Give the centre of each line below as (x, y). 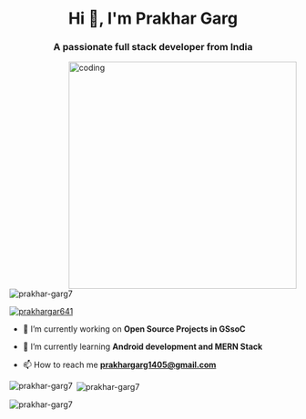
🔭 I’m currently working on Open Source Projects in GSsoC (134, 329)
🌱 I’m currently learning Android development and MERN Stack (143, 347)
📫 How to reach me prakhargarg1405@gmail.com (119, 365)
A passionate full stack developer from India (153, 47)
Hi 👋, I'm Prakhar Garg (153, 19)
